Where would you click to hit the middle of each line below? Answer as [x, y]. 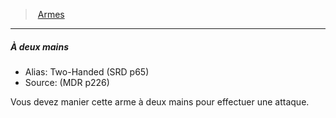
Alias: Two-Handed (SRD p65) [87, 71]
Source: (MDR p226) [67, 82]
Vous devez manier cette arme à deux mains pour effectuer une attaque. [160, 101]
